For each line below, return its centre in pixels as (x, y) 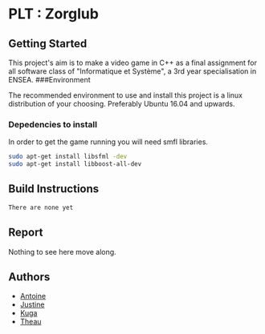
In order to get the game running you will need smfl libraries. (108, 142)
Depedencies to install (53, 124)
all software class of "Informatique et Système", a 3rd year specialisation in (132, 71)
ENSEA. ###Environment (49, 80)
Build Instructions (54, 189)
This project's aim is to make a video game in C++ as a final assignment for (133, 62)
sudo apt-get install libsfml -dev (68, 157)
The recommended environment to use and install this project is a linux (126, 95)
